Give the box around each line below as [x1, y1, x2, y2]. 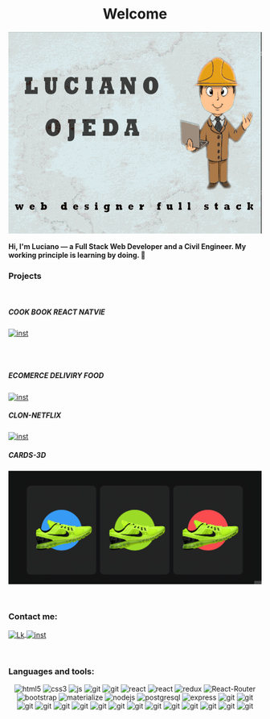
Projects [8, 270, 42, 281]
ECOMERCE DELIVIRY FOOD [8, 371, 104, 380]
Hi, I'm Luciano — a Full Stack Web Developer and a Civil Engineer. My [8, 241, 247, 251]
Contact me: [8, 610, 58, 621]
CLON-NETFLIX [8, 410, 62, 420]
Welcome [103, 5, 167, 23]
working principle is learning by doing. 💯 [8, 250, 146, 260]
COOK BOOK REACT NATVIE [8, 307, 106, 317]
